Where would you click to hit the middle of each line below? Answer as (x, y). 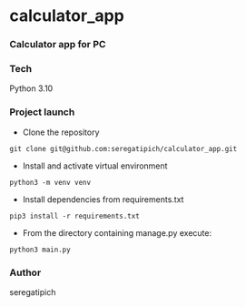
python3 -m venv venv (50, 182)
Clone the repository (61, 132)
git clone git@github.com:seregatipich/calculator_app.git (123, 148)
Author (25, 272)
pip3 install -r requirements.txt (75, 216)
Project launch (42, 112)
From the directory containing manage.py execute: (117, 232)
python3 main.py (40, 250)
